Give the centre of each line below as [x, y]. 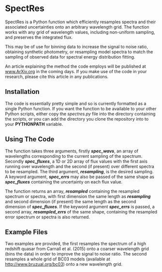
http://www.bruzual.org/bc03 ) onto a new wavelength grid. [64, 264]
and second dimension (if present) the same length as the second [71, 201]
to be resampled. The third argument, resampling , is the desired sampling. [79, 171]
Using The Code [30, 139]
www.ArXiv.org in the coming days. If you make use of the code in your [76, 71]
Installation [22, 92]
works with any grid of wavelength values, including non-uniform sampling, [80, 32]
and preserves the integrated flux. [39, 37]
